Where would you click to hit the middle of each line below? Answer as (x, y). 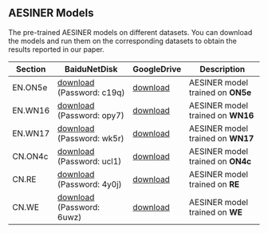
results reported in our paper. (57, 49)
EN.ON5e (30, 87)
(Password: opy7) (91, 115)
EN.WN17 (31, 133)
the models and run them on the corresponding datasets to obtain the (122, 41)
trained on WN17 (221, 138)
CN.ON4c (30, 156)
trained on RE (214, 184)
